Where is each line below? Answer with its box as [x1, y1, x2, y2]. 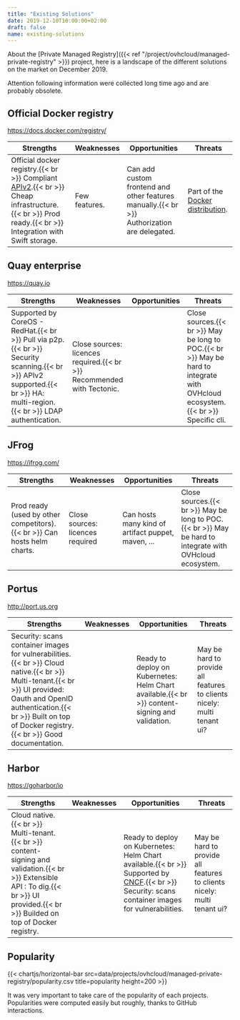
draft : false [7, 24, 46, 31]
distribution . [187, 204, 228, 214]
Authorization [126, 218, 173, 228]
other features [126, 191, 175, 201]
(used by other [11, 509, 61, 519]
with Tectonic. [72, 384, 119, 394]
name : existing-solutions [7, 30, 84, 38]
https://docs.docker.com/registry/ [7, 126, 107, 135]
